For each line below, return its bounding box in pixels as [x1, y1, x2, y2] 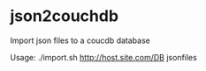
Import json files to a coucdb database [10, 35, 151, 46]
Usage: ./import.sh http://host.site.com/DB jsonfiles [10, 52, 197, 62]
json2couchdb [10, 6, 118, 26]
